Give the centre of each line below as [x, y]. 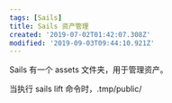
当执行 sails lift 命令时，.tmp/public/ [76, 89]
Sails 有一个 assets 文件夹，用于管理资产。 [89, 70]
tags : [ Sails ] [36, 18]
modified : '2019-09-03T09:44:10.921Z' [82, 43]
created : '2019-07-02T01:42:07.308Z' [80, 34]
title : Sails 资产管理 [49, 26]
